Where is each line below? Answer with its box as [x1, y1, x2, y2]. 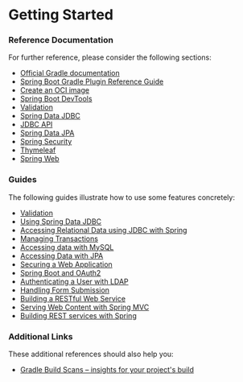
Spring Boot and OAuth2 [19, 268, 101, 277]
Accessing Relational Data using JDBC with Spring [19, 225, 187, 235]
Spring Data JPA [19, 128, 75, 138]
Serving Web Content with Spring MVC [19, 302, 150, 312]
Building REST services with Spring [19, 310, 137, 320]
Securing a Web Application [19, 260, 113, 269]
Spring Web [19, 154, 60, 164]
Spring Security [19, 137, 72, 147]
